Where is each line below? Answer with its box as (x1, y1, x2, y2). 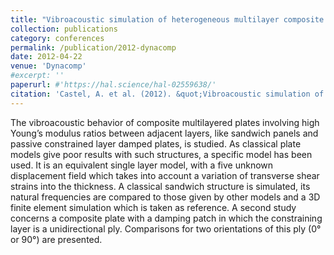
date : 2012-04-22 (10, 52, 83, 62)
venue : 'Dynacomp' (10, 61, 87, 71)
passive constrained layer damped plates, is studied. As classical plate (10, 137, 302, 150)
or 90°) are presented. (10, 233, 103, 245)
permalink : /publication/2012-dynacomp (10, 42, 177, 53)
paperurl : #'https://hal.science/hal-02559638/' (10, 80, 217, 90)
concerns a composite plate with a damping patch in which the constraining (10, 212, 323, 224)
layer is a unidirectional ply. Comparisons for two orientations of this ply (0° (10, 222, 322, 235)
